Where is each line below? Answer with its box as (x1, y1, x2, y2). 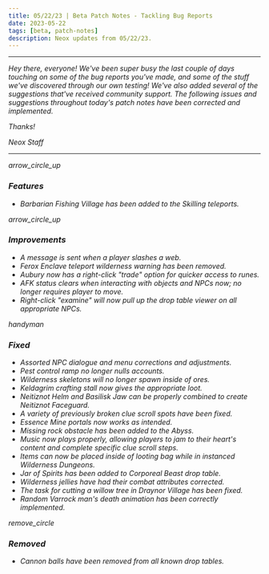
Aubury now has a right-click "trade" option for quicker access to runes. (19, 270, 260, 279)
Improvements (8, 234, 66, 246)
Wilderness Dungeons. (19, 460, 95, 470)
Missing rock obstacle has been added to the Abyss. (19, 426, 195, 436)
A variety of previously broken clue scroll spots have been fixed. (19, 409, 233, 418)
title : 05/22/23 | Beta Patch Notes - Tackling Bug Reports (8, 11, 214, 20)
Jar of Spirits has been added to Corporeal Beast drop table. (19, 469, 222, 478)
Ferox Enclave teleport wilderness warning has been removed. (19, 261, 227, 271)
